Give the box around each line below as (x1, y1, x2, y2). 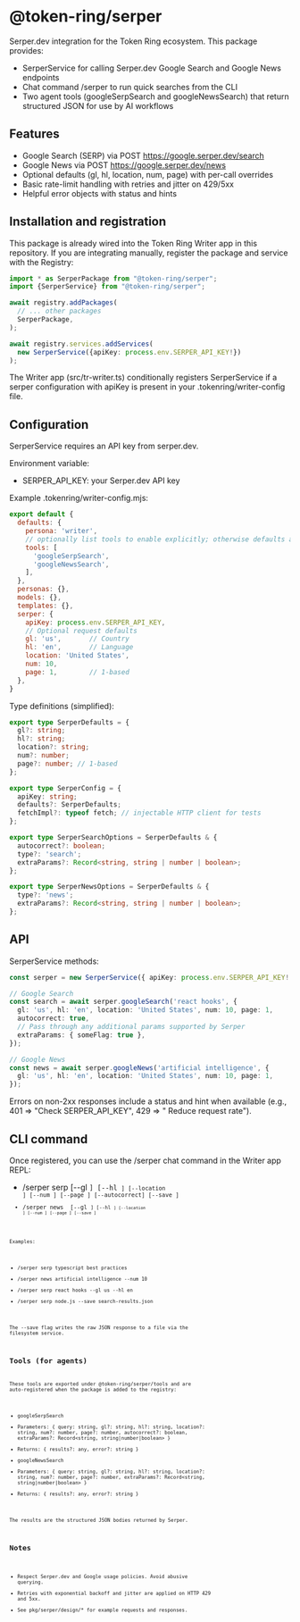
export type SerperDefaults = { (9, 717, 129, 727)
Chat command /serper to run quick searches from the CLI (21, 81, 238, 92)
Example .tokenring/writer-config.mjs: (9, 493, 149, 504)
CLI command (9, 1132, 88, 1147)
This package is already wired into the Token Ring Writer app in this (9, 238, 257, 248)
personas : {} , (17, 585, 70, 594)
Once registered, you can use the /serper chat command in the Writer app (9, 1155, 281, 1166)
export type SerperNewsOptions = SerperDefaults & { (9, 882, 210, 891)
